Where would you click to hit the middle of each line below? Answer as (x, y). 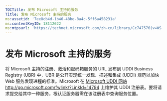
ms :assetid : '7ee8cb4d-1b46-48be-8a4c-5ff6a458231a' (61, 19)
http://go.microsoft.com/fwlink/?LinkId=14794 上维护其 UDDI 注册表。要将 (82, 88)
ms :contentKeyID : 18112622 (33, 24)
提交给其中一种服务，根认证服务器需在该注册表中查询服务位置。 (75, 94)
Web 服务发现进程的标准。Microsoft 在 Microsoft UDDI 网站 (66, 81)
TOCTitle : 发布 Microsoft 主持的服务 (42, 10)
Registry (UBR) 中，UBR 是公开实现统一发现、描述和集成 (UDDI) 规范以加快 (82, 75)
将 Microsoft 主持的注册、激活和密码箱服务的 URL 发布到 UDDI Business (79, 69)
